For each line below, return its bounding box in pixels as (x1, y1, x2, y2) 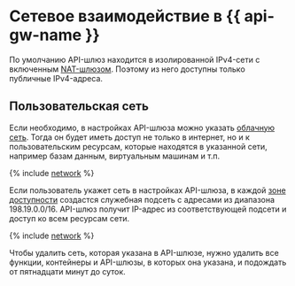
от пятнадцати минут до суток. (9, 266, 126, 276)
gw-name (9, 25, 82, 45)
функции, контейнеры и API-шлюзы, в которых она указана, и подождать (9, 257, 287, 267)
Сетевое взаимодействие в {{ (9, 6, 241, 27)
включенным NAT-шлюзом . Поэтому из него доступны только (9, 64, 245, 74)
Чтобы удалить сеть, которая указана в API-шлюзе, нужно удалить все (9, 247, 279, 258)
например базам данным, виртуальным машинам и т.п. (9, 151, 220, 161)
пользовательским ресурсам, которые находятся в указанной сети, (9, 141, 268, 151)
